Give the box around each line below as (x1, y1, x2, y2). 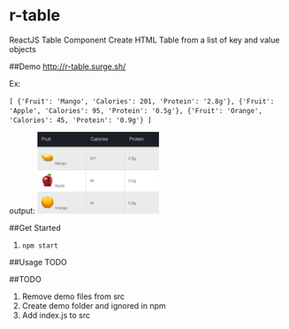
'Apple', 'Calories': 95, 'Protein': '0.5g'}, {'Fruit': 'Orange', (9, 106, 263, 115)
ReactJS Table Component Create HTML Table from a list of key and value (9, 34, 280, 45)
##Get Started (9, 222, 62, 233)
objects (9, 43, 37, 54)
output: (9, 205, 35, 216)
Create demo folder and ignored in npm (21, 300, 166, 310)
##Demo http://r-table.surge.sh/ (9, 61, 126, 72)
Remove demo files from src (21, 291, 125, 302)
